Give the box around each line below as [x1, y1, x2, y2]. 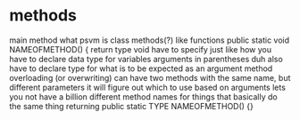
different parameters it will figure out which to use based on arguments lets [9, 82, 286, 92]
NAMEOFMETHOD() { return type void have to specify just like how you [9, 44, 272, 54]
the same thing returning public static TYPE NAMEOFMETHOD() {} [9, 100, 254, 111]
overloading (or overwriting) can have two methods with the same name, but [9, 72, 291, 83]
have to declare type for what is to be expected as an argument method [9, 63, 273, 74]
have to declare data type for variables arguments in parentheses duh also [9, 53, 283, 64]
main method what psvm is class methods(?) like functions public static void [9, 35, 290, 45]
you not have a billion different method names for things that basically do [9, 91, 279, 102]
